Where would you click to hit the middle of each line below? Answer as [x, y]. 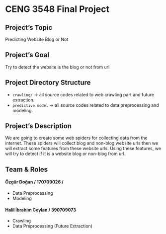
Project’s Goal [27, 55]
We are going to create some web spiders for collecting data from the [76, 138]
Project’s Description [39, 126]
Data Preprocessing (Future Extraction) [52, 226]
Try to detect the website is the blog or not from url [57, 67]
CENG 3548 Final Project [57, 9]
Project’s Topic [29, 28]
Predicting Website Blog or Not [37, 39]
